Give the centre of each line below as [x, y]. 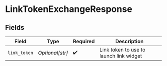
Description [129, 41]
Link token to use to [122, 50]
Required [84, 41]
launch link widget [121, 56]
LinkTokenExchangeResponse [69, 9]
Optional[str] [53, 53]
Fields [15, 28]
